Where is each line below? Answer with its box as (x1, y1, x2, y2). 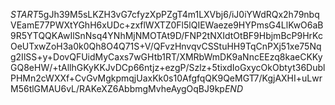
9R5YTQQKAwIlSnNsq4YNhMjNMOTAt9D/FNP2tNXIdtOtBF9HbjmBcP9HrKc (10, 30, 323, 41)
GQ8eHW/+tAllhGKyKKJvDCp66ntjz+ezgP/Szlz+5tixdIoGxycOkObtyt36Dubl (10, 62, 326, 73)
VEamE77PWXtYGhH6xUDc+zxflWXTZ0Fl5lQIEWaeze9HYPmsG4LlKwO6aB (10, 19, 324, 31)
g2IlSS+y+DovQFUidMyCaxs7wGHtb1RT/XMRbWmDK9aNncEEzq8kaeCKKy (10, 51, 323, 63)
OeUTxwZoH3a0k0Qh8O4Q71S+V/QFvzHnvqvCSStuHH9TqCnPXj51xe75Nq (10, 40, 322, 52)
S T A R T (10, 9, 39, 20)
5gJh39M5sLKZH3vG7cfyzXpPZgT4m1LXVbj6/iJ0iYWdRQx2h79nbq (38, 9, 320, 20)
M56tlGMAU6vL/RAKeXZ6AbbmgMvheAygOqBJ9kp (10, 83, 225, 94)
